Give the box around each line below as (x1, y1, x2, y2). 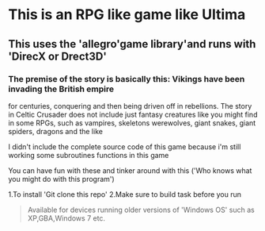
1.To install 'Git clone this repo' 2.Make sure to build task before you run (8, 189, 242, 199)
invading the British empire (8, 83, 115, 94)
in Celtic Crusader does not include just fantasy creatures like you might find (8, 110, 258, 119)
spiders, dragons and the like (8, 126, 103, 136)
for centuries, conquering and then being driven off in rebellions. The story (8, 101, 252, 110)
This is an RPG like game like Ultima (8, 6, 246, 24)
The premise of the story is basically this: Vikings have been (8, 73, 245, 84)
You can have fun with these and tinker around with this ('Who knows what (8, 165, 252, 175)
